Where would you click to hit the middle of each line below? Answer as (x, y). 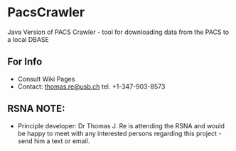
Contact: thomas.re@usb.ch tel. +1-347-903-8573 (91, 86)
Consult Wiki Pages (46, 79)
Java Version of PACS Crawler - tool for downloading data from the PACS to (118, 32)
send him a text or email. (54, 141)
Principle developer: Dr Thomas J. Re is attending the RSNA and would (121, 125)
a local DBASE (28, 39)
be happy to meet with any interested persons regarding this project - (119, 133)
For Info (25, 62)
